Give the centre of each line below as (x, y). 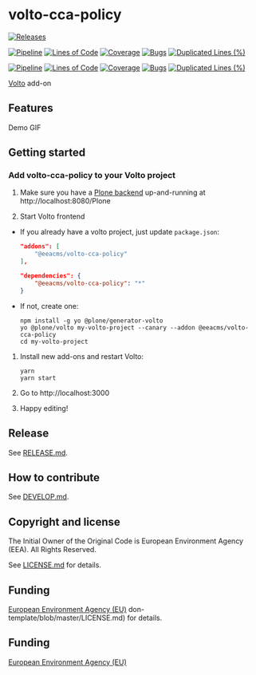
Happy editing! (44, 408)
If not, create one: (49, 306)
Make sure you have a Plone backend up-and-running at (112, 192)
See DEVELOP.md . (39, 497)
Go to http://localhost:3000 (65, 393)
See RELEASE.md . (38, 452)
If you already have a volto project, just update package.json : (120, 232)
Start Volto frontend (52, 216)
